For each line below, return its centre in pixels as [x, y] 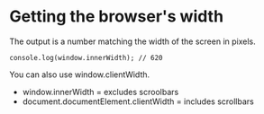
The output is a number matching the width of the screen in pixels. [133, 41]
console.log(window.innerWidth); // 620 [86, 57]
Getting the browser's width [116, 17]
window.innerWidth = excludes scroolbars [100, 92]
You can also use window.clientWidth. [80, 75]
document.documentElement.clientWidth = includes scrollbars [138, 101]
